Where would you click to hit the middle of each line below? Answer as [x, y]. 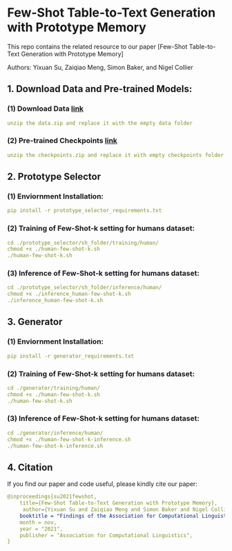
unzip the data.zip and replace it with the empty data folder [100, 123]
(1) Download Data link [46, 109]
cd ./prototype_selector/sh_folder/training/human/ [83, 243]
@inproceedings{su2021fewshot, [52, 497]
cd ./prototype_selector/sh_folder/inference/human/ [85, 288]
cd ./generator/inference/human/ [55, 433]
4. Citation [30, 467]
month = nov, [38, 522]
